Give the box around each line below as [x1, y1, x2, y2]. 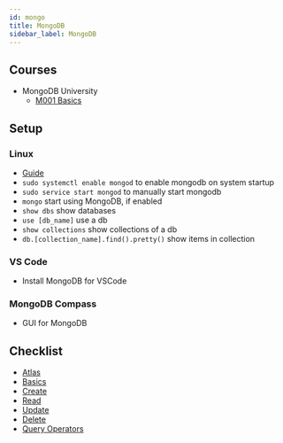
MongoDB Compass [9, 298, 97, 310]
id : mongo [9, 12, 46, 22]
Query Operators [21, 424, 84, 434]
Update [21, 405, 50, 416]
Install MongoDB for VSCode [21, 276, 127, 286]
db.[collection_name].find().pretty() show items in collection [21, 233, 255, 244]
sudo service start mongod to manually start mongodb [21, 186, 222, 197]
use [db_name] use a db [21, 214, 108, 225]
